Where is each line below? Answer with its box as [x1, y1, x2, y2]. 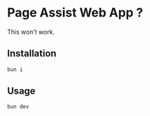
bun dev [7, 104, 30, 110]
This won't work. [7, 28, 55, 36]
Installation [7, 48, 57, 59]
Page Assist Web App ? [7, 5, 144, 21]
